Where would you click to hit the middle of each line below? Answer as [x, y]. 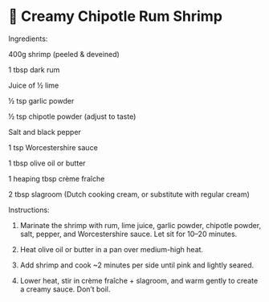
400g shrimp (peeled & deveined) [64, 54]
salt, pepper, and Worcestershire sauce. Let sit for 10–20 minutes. [128, 234]
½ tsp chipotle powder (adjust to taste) [72, 116]
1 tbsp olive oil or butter [47, 163]
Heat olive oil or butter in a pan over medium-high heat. [111, 249]
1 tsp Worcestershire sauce [53, 147]
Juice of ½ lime [34, 85]
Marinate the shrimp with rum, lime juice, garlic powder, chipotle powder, [141, 225]
